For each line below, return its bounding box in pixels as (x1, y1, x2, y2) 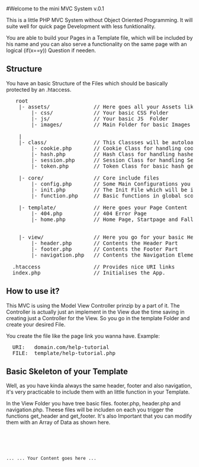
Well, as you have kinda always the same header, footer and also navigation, (6, 382, 192, 389)
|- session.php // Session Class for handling (31, 156, 185, 164)
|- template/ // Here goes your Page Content (18, 204, 188, 211)
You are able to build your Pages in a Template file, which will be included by (6, 34, 193, 41)
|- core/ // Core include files (18, 174, 160, 181)
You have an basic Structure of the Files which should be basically (6, 79, 168, 87)
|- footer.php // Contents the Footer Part (31, 245, 178, 252)
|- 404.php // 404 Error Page (31, 210, 147, 217)
